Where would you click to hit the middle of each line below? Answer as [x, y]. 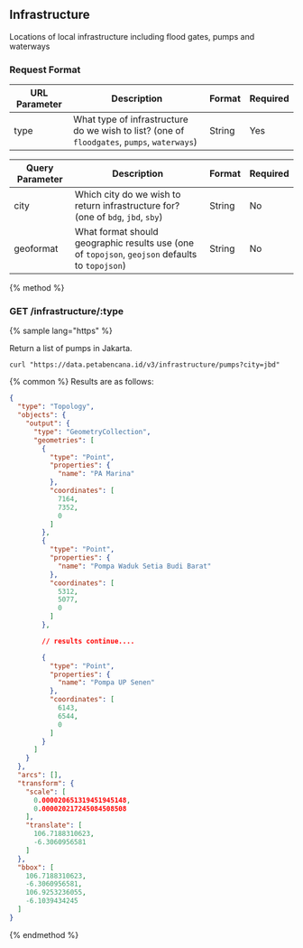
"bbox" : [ [36, 867]
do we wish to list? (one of [129, 131]
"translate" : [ [54, 825]
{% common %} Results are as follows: [82, 382]
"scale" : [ [46, 792]
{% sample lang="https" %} [61, 331]
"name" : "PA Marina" [96, 474]
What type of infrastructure [131, 119]
